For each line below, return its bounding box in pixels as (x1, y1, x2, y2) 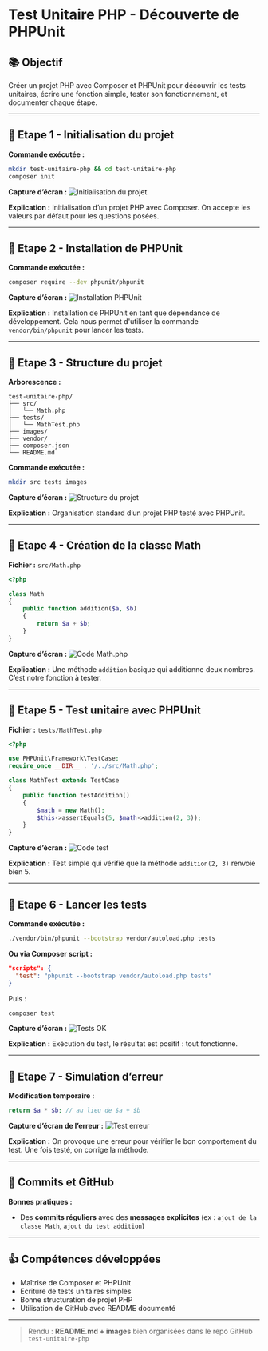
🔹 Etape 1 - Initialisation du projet (8, 128, 175, 142)
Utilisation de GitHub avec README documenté (19, 1303, 176, 1313)
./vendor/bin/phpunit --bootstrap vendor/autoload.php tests (8, 934, 216, 942)
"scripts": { (8, 964, 52, 973)
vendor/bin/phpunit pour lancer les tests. (8, 326, 144, 335)
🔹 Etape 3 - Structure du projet (8, 356, 163, 370)
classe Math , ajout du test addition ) (19, 1221, 145, 1230)
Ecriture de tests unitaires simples (19, 1286, 132, 1296)
